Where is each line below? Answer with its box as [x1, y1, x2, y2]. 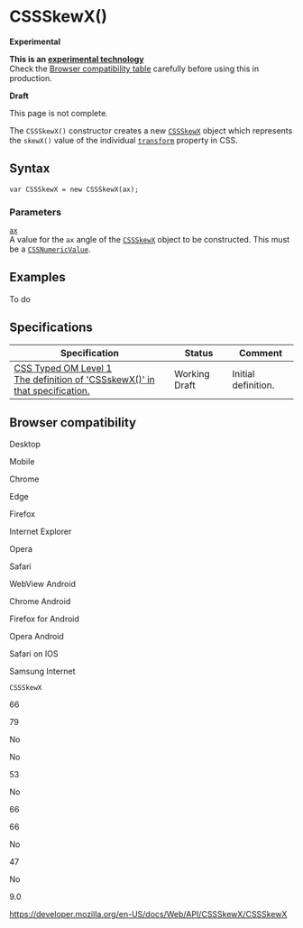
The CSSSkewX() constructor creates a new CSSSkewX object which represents [9, 124, 293, 136]
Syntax [9, 161, 50, 177]
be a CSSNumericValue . [9, 243, 91, 254]
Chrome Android [9, 596, 71, 607]
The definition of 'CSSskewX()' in [14, 372, 155, 385]
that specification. [14, 384, 90, 397]
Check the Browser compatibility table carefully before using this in [9, 63, 260, 74]
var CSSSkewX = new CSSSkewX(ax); [9, 185, 140, 194]
